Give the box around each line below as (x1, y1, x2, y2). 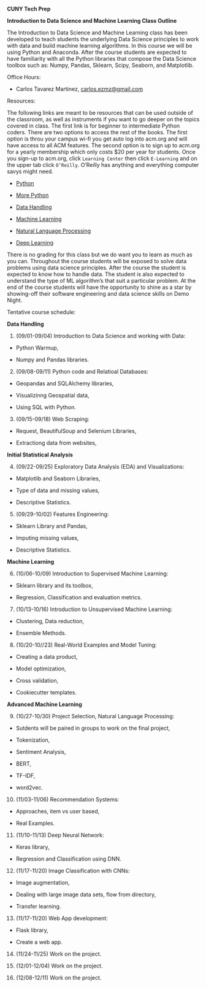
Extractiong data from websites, (15, 439, 97, 447)
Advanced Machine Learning (7, 701, 82, 708)
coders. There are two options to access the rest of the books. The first (7, 129, 188, 136)
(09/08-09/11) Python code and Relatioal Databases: (15, 368, 149, 375)
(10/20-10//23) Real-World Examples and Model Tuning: (15, 641, 157, 648)
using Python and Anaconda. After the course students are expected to (7, 48, 187, 56)
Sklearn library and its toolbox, (15, 582, 94, 589)
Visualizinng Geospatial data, (15, 392, 90, 399)
